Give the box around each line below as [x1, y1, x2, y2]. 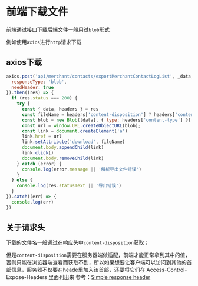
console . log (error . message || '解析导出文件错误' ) [21, 166, 142, 172]
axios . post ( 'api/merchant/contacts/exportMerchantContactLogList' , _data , [6, 73, 194, 79]
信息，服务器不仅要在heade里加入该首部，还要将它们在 [11, 266, 146, 274]
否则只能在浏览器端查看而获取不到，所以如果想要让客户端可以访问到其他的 [6, 259, 187, 266]
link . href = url [21, 134, 62, 139]
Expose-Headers [6, 274, 47, 281]
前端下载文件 [6, 5, 69, 19]
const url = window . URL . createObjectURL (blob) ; [21, 122, 141, 128]
